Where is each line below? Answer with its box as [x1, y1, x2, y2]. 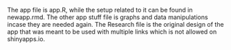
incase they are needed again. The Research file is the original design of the [7, 21, 224, 28]
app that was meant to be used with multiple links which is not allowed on [7, 27, 217, 36]
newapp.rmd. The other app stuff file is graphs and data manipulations [7, 13, 209, 21]
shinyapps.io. [7, 35, 46, 43]
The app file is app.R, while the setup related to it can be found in [7, 6, 193, 14]
